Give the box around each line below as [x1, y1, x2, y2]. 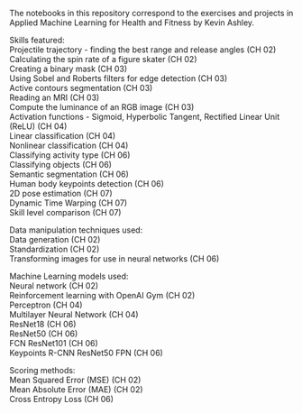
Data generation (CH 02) [9, 234, 101, 244]
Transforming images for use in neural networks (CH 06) [9, 253, 220, 264]
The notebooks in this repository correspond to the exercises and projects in [9, 8, 294, 18]
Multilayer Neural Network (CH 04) [9, 309, 139, 319]
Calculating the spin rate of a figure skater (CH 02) [9, 54, 197, 64]
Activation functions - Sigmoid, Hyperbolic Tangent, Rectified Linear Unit [9, 112, 280, 122]
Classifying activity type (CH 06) [9, 150, 131, 161]
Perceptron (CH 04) [9, 299, 83, 310]
